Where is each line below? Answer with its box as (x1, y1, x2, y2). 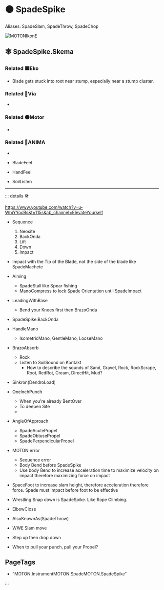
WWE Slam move (12, 525, 47, 531)
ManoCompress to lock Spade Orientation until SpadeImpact (19, 288, 142, 294)
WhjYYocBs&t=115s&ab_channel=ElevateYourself (5, 209, 103, 215)
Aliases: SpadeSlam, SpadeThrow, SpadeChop (5, 23, 99, 29)
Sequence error (19, 457, 51, 462)
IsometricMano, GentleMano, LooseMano (19, 335, 103, 341)
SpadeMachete (12, 263, 43, 269)
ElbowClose (12, 506, 37, 512)
